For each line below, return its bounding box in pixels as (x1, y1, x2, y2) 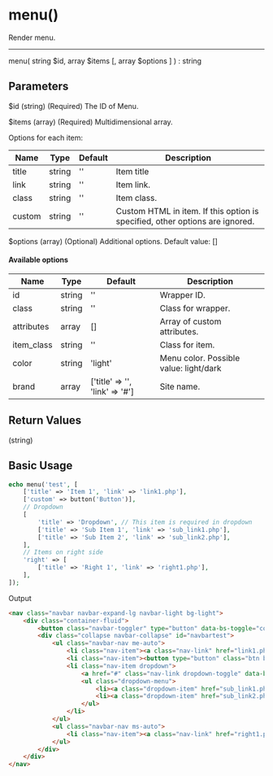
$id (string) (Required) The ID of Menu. (8, 101, 139, 111)
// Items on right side (23, 548, 104, 556)
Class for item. (159, 339, 215, 351)
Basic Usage (8, 459, 73, 473)
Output (8, 593, 32, 603)
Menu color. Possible (159, 352, 240, 364)
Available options (8, 255, 69, 265)
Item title (115, 165, 149, 177)
